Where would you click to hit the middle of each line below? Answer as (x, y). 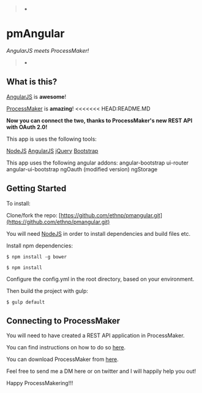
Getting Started (36, 189)
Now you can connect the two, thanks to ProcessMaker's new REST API (99, 120)
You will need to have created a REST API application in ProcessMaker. (95, 336)
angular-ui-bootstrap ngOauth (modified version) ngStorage (82, 169)
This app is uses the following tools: (51, 139)
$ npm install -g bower (37, 257)
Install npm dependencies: (40, 246)
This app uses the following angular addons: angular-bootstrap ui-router (97, 163)
